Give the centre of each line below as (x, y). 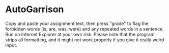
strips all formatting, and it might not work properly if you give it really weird (85, 40)
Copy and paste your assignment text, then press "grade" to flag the (77, 23)
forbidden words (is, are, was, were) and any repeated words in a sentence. (84, 29)
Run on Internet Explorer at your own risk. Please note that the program (80, 34)
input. (11, 45)
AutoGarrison (35, 9)
